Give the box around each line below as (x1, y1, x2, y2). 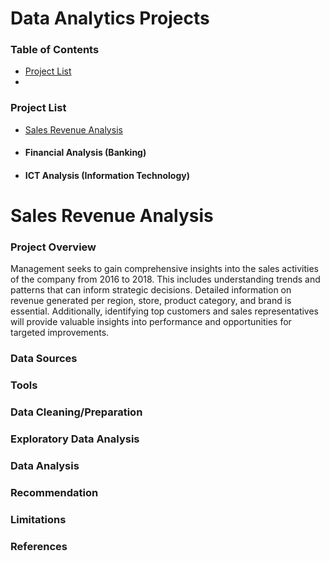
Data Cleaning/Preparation (10, 405, 143, 419)
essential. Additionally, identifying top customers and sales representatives (10, 305, 320, 317)
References (10, 539, 68, 553)
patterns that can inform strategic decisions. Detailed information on (10, 284, 292, 296)
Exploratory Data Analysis (10, 432, 140, 446)
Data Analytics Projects (10, 7, 210, 30)
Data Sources (10, 352, 78, 366)
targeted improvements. (10, 327, 110, 339)
